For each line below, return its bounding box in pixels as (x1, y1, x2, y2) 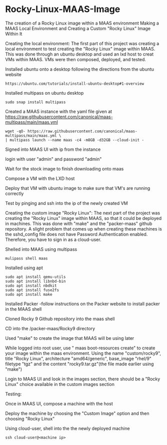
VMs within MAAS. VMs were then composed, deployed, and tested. (5, 56, 146, 62)
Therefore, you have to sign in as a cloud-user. (5, 237, 101, 243)
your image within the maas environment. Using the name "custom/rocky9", (5, 350, 161, 356)
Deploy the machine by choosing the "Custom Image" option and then (5, 410, 149, 416)
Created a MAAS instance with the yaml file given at (5, 108, 112, 114)
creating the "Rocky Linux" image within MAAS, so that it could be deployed (5, 215, 161, 221)
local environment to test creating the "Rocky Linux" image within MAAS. (5, 46, 155, 52)
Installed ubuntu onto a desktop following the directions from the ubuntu (5, 66, 154, 72)
